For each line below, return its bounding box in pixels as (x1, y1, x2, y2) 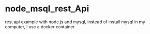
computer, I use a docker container (5, 24, 75, 29)
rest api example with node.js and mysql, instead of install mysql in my (5, 19, 145, 25)
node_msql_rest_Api (5, 3, 90, 14)
